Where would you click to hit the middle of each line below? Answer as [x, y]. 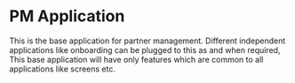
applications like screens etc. [62, 69]
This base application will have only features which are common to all [136, 59]
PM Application [67, 16]
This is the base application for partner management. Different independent [147, 41]
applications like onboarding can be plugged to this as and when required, [145, 49]
